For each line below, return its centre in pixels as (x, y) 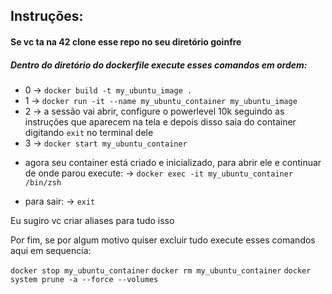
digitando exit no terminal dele (89, 132)
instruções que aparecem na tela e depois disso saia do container (160, 121)
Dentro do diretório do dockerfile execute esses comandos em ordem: (159, 65)
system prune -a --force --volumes (84, 279)
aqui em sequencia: (51, 250)
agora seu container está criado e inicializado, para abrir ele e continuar (173, 162)
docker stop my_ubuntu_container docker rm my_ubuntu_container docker (161, 270)
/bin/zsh (43, 182)
